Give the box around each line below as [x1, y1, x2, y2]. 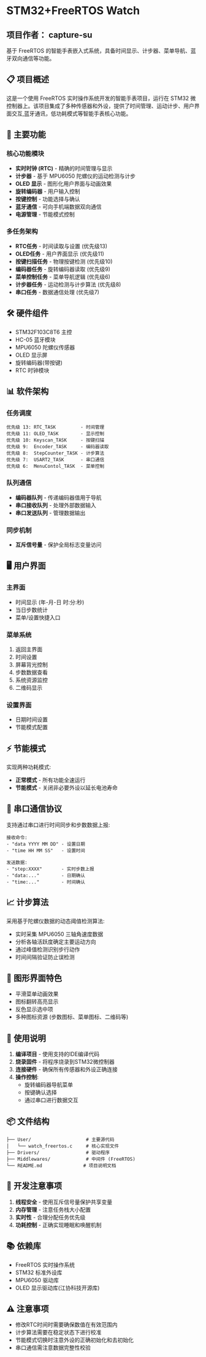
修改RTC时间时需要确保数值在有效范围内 [15, 1321, 118, 1328]
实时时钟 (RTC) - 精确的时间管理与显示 [15, 164, 113, 172]
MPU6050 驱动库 [15, 1276, 59, 1283]
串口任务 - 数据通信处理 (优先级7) [15, 288, 100, 296]
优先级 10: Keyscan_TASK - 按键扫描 [6, 437, 105, 443]
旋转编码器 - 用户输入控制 [15, 188, 81, 195]
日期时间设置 [15, 716, 48, 724]
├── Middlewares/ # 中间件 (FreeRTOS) [6, 1156, 136, 1163]
